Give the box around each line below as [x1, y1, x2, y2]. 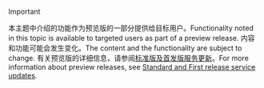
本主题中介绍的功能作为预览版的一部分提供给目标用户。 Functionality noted [8, 23, 254, 33]
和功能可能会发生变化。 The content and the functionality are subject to [8, 43, 242, 53]
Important [8, 7, 41, 16]
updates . [8, 71, 38, 80]
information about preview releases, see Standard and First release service [8, 62, 256, 71]
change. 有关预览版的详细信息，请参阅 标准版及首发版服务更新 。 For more [8, 54, 250, 62]
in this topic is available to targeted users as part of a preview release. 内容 [8, 34, 255, 42]
